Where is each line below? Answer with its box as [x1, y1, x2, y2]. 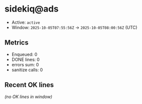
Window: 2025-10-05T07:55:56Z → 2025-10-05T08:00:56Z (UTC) [11, 24, 138, 30]
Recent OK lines [4, 81, 54, 89]
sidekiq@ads [4, 3, 59, 15]
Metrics [4, 39, 29, 47]
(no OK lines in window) [4, 93, 53, 100]
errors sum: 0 [11, 61, 39, 67]
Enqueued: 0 [11, 51, 37, 57]
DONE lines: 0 [11, 57, 40, 62]
